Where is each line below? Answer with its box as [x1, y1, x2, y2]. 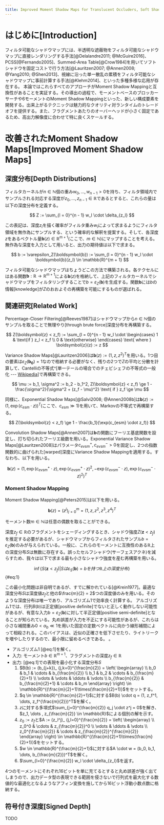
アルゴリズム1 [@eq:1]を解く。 [12, 646, 74, 652]
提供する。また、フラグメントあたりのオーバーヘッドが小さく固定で [18, 108, 155, 114]
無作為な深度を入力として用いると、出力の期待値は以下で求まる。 [5, 241, 138, 247]
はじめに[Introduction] [5, 30, 97, 41]
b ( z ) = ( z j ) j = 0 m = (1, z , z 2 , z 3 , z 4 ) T [48, 506, 116, 515]
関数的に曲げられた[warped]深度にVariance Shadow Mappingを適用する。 [5, 449, 155, 455]
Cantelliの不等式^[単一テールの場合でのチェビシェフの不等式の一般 [21, 365, 156, 371]
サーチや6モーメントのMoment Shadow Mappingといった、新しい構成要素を [5, 96, 159, 102]
